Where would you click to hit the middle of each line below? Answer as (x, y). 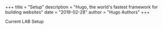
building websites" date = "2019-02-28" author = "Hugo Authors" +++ (78, 12)
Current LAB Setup (24, 22)
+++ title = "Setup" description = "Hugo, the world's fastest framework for (81, 7)
